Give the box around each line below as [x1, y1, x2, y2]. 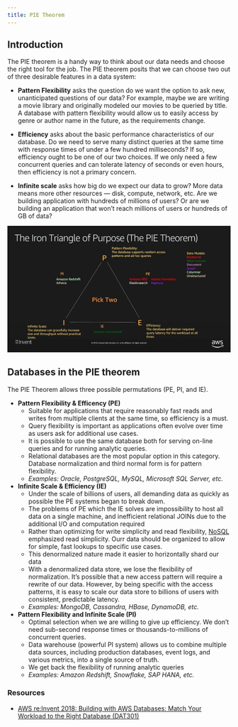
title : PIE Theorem [7, 11, 65, 18]
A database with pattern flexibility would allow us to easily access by [17, 109, 218, 117]
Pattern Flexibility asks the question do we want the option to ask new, [17, 86, 226, 95]
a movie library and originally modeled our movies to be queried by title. [17, 102, 228, 110]
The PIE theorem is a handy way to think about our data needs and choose [7, 58, 225, 66]
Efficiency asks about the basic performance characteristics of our [17, 130, 215, 138]
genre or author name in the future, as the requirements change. [17, 116, 206, 125]
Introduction [7, 39, 64, 51]
